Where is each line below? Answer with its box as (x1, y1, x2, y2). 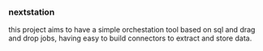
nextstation (8, 6, 55, 18)
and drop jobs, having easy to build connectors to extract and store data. (8, 33, 252, 43)
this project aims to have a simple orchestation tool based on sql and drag (8, 25, 256, 35)
